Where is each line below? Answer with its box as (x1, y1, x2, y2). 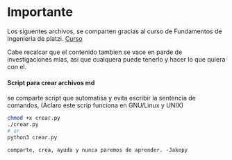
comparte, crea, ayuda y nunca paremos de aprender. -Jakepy (7, 146, 188, 153)
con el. (7, 62, 27, 71)
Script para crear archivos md (7, 78, 95, 87)
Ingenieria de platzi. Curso (7, 34, 83, 42)
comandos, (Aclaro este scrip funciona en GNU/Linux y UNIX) (7, 101, 184, 109)
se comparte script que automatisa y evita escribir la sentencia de (7, 94, 196, 103)
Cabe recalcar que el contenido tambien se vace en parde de (7, 48, 183, 56)
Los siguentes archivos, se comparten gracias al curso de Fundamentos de (7, 27, 222, 35)
